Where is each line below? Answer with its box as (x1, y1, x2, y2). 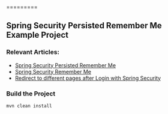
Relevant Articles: (6, 48, 60, 56)
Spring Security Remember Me (14, 68, 92, 75)
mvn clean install (6, 103, 52, 109)
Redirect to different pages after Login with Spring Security (14, 74, 161, 82)
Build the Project (6, 89, 56, 98)
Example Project (6, 30, 69, 40)
